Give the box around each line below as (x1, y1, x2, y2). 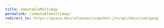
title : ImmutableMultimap (5, 7, 58, 12)
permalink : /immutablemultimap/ (5, 11, 71, 16)
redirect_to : (5, 16, 32, 20)
